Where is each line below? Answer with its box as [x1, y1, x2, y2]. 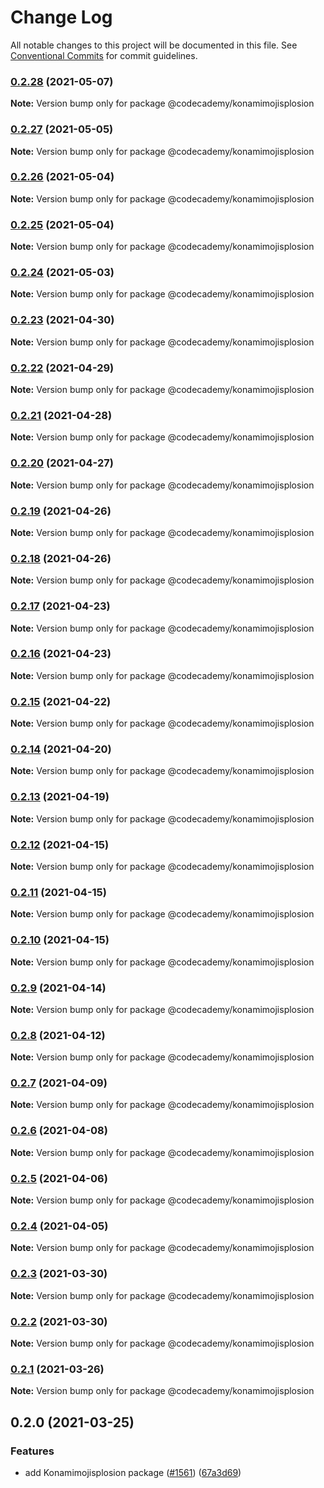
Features [10, 1444, 55, 1458]
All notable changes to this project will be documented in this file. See [10, 39, 298, 51]
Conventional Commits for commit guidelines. [10, 49, 198, 61]
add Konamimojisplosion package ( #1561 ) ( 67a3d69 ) [24, 1466, 242, 1478]
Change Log [10, 6, 113, 29]
